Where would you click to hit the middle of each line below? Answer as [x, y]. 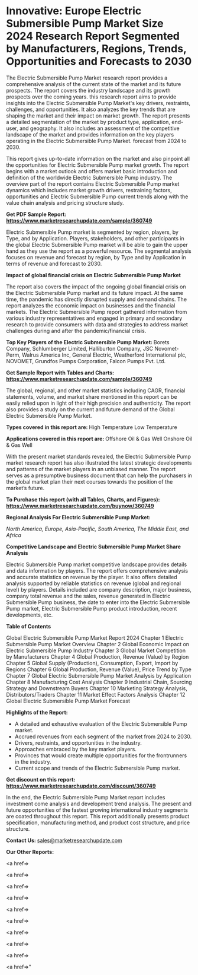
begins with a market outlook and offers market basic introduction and [92, 171]
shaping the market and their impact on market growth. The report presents [98, 115]
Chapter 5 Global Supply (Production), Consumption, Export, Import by [92, 663]
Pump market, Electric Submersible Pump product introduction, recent [92, 608]
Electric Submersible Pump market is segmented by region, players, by [92, 232]
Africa [14, 535]
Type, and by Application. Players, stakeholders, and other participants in [95, 238]
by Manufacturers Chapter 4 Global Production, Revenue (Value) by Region [98, 656]
